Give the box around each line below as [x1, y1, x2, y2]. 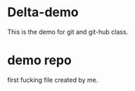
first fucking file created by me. [7, 75, 98, 84]
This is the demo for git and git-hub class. [7, 28, 129, 36]
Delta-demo [7, 4, 79, 20]
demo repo [7, 52, 72, 68]
